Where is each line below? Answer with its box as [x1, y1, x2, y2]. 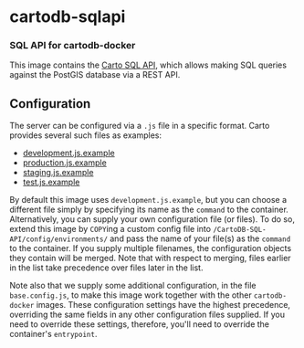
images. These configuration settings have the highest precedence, [36, 300, 290, 311]
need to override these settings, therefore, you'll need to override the [9, 319, 270, 330]
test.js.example [22, 176, 80, 188]
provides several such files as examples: [9, 130, 162, 141]
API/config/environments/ [9, 235, 108, 244]
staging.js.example [22, 167, 94, 178]
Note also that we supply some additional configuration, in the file [9, 280, 257, 291]
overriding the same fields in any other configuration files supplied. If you [9, 309, 286, 321]
